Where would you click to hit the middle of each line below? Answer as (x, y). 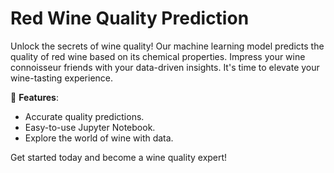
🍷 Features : (34, 97)
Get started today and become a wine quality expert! (119, 157)
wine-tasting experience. (62, 78)
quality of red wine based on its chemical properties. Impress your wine (158, 56)
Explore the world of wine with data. (99, 138)
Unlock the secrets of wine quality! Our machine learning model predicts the (167, 46)
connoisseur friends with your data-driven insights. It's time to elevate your (165, 67)
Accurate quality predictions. (84, 116)
